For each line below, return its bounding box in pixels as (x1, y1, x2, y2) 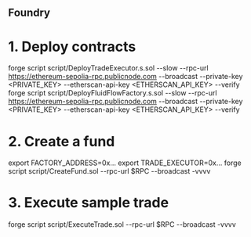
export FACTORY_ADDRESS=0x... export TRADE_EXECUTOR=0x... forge (8, 158, 242, 167)
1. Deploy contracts (8, 38, 136, 56)
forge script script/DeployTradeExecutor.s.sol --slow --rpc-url (8, 63, 209, 73)
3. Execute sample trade (8, 194, 169, 212)
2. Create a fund (8, 132, 115, 150)
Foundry (8, 6, 51, 20)
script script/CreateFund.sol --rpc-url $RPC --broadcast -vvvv (8, 167, 211, 176)
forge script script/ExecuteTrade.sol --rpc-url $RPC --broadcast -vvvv (8, 220, 237, 229)
